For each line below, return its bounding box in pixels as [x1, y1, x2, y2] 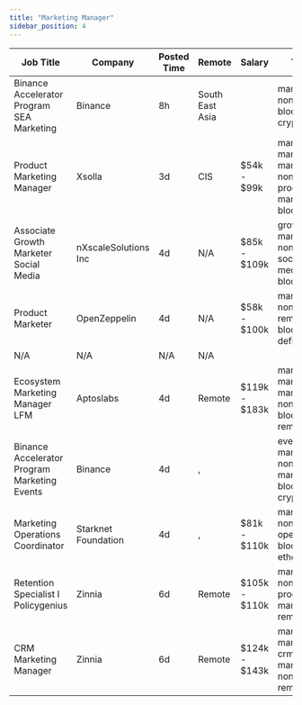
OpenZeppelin [75, 312, 137, 324]
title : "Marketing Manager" [9, 13, 115, 23]
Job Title [21, 56, 60, 68]
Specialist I [13, 587, 60, 600]
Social [13, 258, 40, 270]
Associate [13, 224, 56, 237]
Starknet [75, 522, 112, 535]
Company [91, 56, 135, 68]
